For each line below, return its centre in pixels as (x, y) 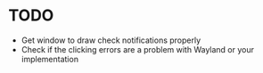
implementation (50, 59)
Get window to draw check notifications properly (111, 40)
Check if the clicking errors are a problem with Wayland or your (138, 49)
